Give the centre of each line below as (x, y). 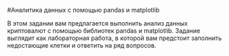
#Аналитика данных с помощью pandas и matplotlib (83, 10)
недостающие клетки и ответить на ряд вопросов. (82, 45)
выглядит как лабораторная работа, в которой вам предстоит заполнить (114, 38)
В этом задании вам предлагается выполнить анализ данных (98, 23)
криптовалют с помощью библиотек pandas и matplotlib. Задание (104, 31)
